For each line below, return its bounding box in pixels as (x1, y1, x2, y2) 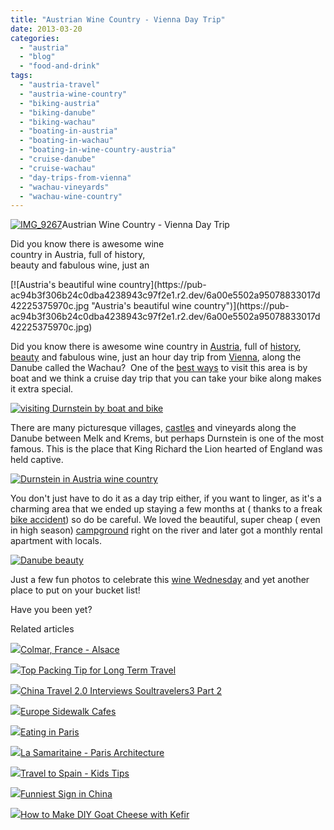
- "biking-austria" (19, 98, 101, 108)
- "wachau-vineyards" (19, 182, 110, 192)
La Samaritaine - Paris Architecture (20, 747, 165, 759)
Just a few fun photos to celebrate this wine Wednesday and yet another (10, 574, 310, 586)
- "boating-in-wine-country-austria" (19, 145, 177, 155)
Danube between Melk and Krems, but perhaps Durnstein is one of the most (10, 432, 325, 445)
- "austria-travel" (19, 80, 101, 90)
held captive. (10, 454, 64, 466)
